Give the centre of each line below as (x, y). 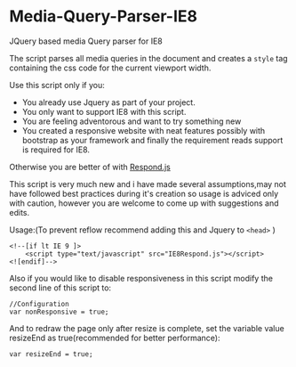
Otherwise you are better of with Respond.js (90, 167)
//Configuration (39, 304)
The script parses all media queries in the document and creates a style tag (148, 58)
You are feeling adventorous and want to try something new (132, 121)
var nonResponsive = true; (59, 312)
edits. (19, 212)
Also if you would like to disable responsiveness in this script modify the (141, 278)
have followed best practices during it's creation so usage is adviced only (144, 193)
